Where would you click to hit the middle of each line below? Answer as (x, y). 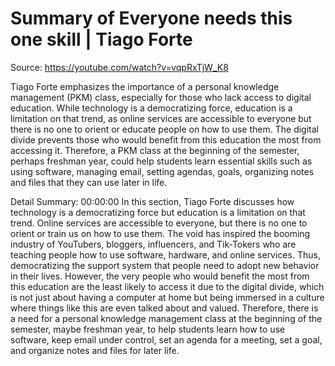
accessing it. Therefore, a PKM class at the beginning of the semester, (155, 150)
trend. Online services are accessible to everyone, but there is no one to (159, 223)
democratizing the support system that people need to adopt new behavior (165, 265)
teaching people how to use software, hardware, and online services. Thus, (165, 254)
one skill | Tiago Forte (101, 39)
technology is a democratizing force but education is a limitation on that (158, 212)
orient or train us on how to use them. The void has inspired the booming (160, 233)
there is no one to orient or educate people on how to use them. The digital (164, 129)
